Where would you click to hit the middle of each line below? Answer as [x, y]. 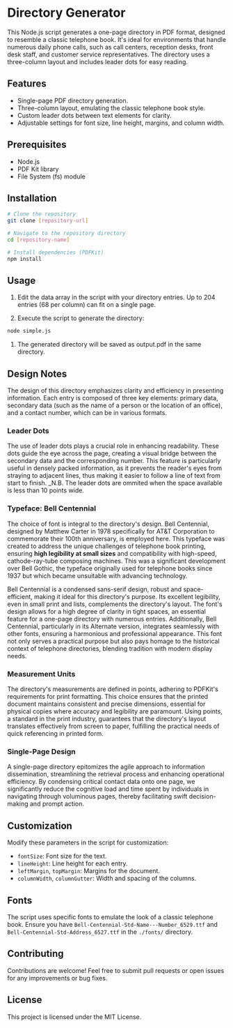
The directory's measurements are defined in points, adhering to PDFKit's [113, 689]
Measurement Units [41, 674]
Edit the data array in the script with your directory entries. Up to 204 [116, 297]
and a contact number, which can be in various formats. [87, 413]
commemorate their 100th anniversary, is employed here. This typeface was [116, 538]
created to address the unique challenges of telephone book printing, [107, 546]
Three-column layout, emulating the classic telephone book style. [111, 108]
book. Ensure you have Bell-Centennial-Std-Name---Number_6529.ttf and [112, 924]
